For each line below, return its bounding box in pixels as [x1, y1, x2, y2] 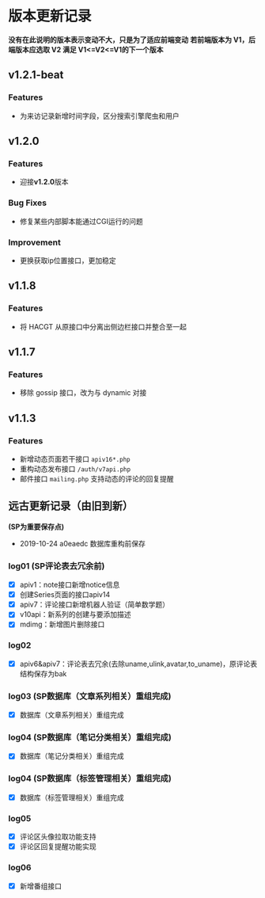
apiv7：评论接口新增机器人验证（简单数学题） [19, 599, 170, 610]
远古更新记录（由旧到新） [8, 500, 133, 513]
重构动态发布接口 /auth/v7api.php [19, 464, 131, 474]
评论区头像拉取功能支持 [19, 832, 97, 842]
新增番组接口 [19, 881, 62, 891]
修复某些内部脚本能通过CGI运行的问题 [19, 216, 144, 226]
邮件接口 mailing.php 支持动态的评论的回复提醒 [19, 474, 174, 483]
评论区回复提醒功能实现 [19, 842, 97, 851]
